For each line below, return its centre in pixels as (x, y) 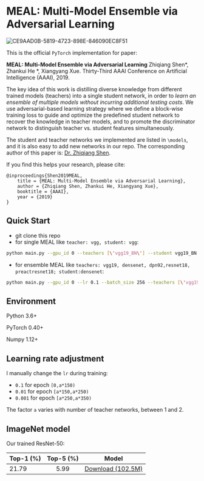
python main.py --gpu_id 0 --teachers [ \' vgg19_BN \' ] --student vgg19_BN (102, 253)
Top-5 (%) (63, 459)
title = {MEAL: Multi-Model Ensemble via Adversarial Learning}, (102, 181)
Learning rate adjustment (55, 358)
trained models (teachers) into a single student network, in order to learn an (101, 95)
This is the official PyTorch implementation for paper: (72, 52)
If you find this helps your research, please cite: (66, 164)
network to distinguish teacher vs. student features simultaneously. (90, 128)
